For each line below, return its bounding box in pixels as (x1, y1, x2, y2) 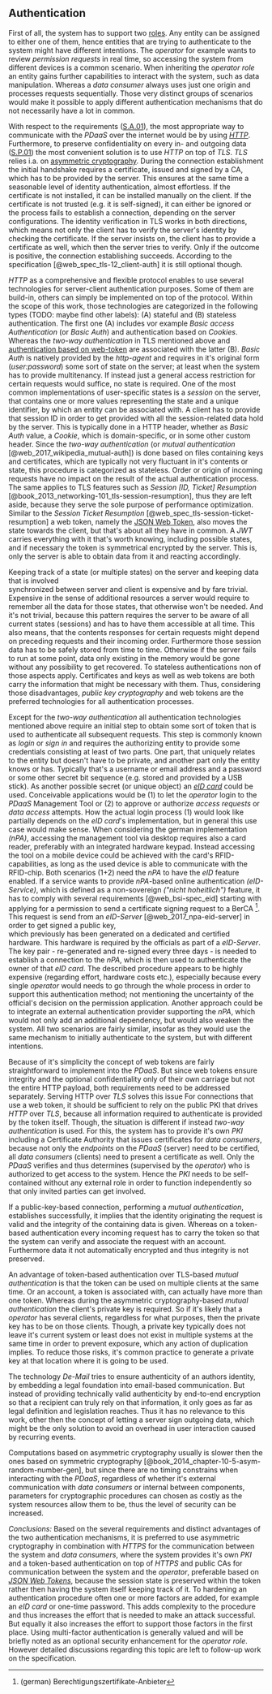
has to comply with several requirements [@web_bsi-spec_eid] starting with (8, 893, 261, 903)
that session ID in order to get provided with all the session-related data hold (8, 413, 264, 423)
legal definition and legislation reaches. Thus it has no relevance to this (8, 1407, 245, 1416)
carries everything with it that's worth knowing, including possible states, (8, 534, 253, 543)
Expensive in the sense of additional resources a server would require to (8, 593, 249, 603)
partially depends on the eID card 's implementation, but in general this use (8, 815, 257, 825)
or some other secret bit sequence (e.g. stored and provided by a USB (8, 772, 243, 782)
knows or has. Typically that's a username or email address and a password (8, 763, 261, 774)
